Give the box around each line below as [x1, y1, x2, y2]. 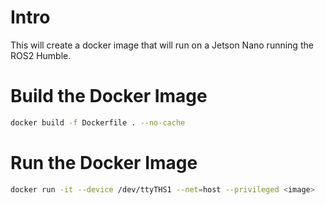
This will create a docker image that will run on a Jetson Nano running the [10, 39, 314, 51]
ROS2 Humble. [10, 49, 72, 61]
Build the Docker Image [10, 85, 208, 108]
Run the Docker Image [10, 151, 198, 174]
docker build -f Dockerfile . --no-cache [10, 117, 186, 128]
